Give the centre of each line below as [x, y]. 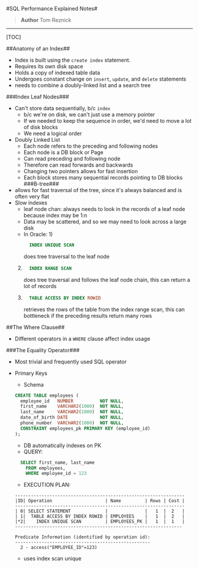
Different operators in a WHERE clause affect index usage [82, 339]
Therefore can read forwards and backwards [78, 165]
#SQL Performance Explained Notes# [52, 9]
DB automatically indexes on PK [62, 445]
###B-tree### [41, 184]
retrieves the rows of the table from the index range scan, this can [104, 309]
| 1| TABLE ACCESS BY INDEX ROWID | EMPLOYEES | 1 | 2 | [99, 516]
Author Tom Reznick [46, 20]
